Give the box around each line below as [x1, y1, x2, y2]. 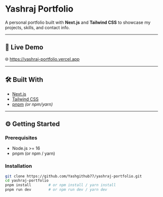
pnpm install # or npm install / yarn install [5, 183, 116, 188]
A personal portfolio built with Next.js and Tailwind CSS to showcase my [5, 19, 151, 25]
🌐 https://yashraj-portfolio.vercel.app [5, 56, 80, 62]
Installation [5, 163, 33, 169]
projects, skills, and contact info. [5, 24, 70, 30]
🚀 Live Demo [5, 43, 44, 51]
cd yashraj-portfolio [5, 178, 49, 183]
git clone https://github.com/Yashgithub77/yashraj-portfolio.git [5, 174, 142, 179]
